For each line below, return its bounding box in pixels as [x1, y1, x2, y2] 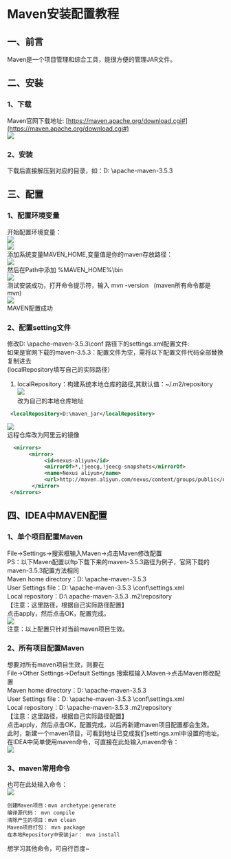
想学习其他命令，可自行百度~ [7, 845, 90, 853]
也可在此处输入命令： [7, 781, 67, 789]
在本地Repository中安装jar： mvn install [7, 832, 120, 838]
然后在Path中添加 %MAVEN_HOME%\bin [7, 265, 124, 274]
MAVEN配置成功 [7, 304, 53, 312]
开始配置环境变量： [7, 227, 62, 236]
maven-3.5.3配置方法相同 [7, 566, 79, 574]
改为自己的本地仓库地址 [16, 397, 84, 405]
